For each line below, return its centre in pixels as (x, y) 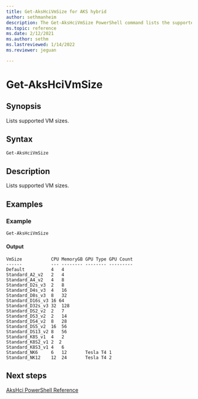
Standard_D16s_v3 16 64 (35, 301)
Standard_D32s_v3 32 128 (38, 306)
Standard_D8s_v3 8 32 (37, 296)
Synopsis (24, 106)
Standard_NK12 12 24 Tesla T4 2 (59, 358)
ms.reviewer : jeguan (32, 50)
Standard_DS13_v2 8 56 (37, 332)
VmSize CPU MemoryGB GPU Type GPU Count (70, 259)
